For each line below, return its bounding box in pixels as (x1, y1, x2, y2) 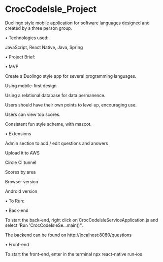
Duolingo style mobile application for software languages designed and (5, 20, 150, 26)
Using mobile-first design (5, 83, 57, 89)
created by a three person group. (5, 25, 72, 31)
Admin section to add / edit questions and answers (5, 140, 108, 146)
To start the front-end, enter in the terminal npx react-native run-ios (5, 251, 143, 257)
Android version (5, 188, 38, 194)
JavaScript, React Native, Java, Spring (5, 44, 83, 50)
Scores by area (5, 169, 36, 175)
